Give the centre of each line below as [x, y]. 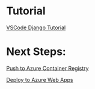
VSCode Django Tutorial [36, 27]
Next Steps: [36, 52]
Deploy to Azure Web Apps [40, 79]
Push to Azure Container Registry [47, 68]
